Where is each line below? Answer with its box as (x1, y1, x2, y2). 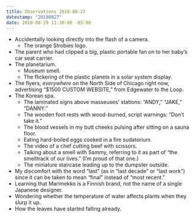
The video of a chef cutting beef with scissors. (23, 142, 138, 149)
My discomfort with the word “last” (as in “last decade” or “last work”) (14, 168, 186, 175)
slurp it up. (14, 199, 41, 206)
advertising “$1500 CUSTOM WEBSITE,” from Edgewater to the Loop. (14, 86, 184, 93)
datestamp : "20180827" (6, 14, 62, 20)
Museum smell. (23, 67, 61, 74)
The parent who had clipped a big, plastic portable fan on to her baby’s (14, 48, 188, 56)
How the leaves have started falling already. (14, 205, 122, 213)
